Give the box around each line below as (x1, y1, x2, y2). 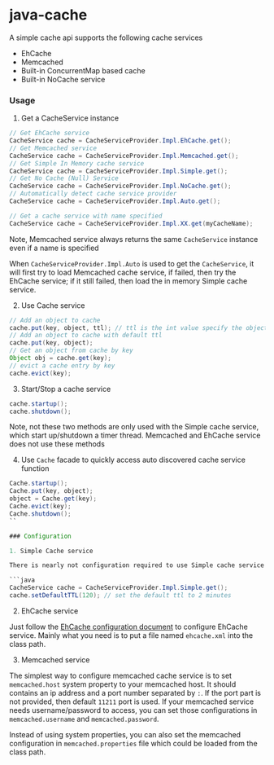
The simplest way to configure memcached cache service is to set (9, 670, 233, 680)
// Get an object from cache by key (9, 346, 133, 355)
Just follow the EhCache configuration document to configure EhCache (9, 622, 249, 631)
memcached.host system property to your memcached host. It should (9, 679, 237, 689)
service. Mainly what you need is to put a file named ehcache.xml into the (9, 630, 254, 640)
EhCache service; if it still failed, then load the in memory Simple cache (9, 275, 248, 286)
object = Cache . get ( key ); (9, 495, 97, 503)
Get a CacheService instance (20, 113, 120, 123)
